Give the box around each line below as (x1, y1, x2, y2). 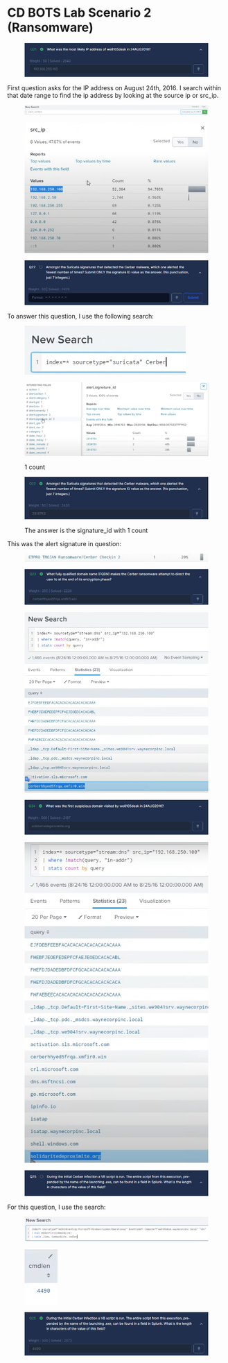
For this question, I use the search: (7, 1203, 106, 1211)
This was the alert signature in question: (7, 540, 122, 548)
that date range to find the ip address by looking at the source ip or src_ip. (7, 91, 219, 99)
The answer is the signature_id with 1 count (24, 526, 148, 535)
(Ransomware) (7, 19, 94, 35)
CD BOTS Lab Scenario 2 (7, 5, 152, 21)
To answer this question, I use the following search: (7, 312, 155, 320)
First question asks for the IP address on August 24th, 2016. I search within (7, 83, 222, 92)
